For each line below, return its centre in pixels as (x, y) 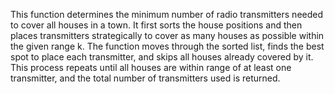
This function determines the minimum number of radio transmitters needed (167, 14)
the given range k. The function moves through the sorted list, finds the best (167, 46)
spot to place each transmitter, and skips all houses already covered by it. (162, 57)
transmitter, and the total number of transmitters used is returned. (145, 78)
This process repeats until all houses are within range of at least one (151, 67)
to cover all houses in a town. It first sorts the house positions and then (156, 25)
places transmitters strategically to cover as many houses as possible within (167, 35)
